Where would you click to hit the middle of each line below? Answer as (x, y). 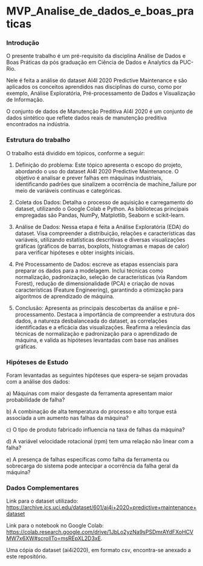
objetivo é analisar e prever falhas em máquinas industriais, (89, 178)
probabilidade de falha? (36, 400)
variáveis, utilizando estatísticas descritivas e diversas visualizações (100, 239)
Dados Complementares (43, 488)
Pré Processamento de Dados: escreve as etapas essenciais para (96, 264)
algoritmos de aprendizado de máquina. (65, 296)
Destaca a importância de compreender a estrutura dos (126, 314)
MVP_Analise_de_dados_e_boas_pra (100, 11)
